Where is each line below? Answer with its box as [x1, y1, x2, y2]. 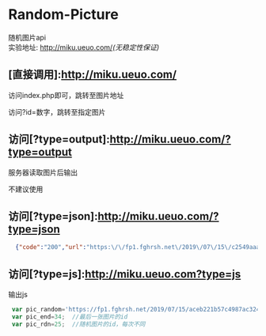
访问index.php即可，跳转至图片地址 [8, 90, 124, 100]
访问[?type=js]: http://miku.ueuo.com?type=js [8, 267, 241, 281]
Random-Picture [8, 6, 119, 24]
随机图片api [8, 32, 46, 42]
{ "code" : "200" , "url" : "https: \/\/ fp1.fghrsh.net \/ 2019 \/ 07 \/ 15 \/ [15, 244, 232, 251]
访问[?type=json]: [8, 210, 98, 223]
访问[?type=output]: [8, 133, 111, 146]
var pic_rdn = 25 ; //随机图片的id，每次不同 [11, 320, 146, 328]
